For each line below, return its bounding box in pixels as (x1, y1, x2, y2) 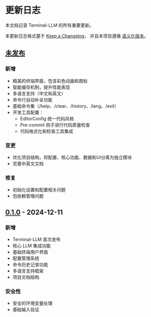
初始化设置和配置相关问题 (12, 187, 66, 193)
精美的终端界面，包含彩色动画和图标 (12, 77, 88, 84)
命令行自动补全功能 (12, 97, 53, 103)
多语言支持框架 (12, 268, 44, 274)
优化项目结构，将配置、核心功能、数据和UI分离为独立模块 (12, 154, 132, 160)
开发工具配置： (12, 109, 44, 115)
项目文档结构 (12, 274, 39, 280)
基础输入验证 (12, 306, 39, 312)
